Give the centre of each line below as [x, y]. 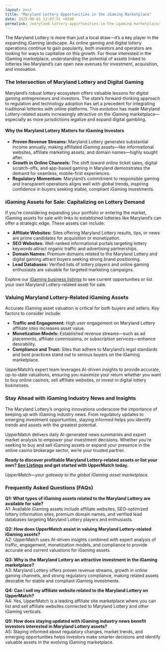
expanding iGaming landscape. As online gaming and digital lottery [73, 43]
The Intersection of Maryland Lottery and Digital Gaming [74, 82]
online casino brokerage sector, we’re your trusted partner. [65, 450]
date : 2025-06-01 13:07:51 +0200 [40, 19]
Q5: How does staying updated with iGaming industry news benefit [76, 621]
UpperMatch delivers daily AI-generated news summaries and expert [76, 434]
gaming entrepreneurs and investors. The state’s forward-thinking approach [83, 98]
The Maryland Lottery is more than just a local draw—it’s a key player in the [82, 38]
